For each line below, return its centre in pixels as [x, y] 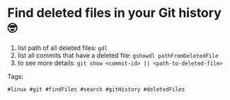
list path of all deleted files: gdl [63, 48]
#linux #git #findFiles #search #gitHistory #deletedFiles [96, 89]
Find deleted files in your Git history [114, 13]
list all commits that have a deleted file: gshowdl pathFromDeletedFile [118, 55]
